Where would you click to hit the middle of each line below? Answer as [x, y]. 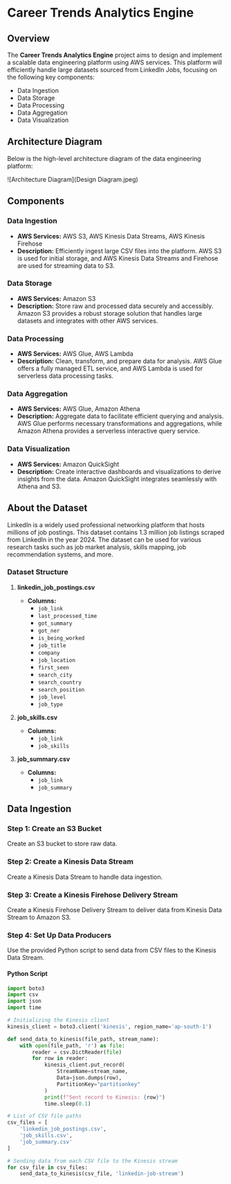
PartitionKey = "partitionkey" [98, 1084]
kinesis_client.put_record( [85, 1065]
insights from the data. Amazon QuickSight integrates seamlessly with [117, 479]
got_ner [49, 630]
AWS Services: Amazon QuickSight [68, 464]
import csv [23, 995]
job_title [52, 645]
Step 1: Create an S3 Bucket [55, 829]
